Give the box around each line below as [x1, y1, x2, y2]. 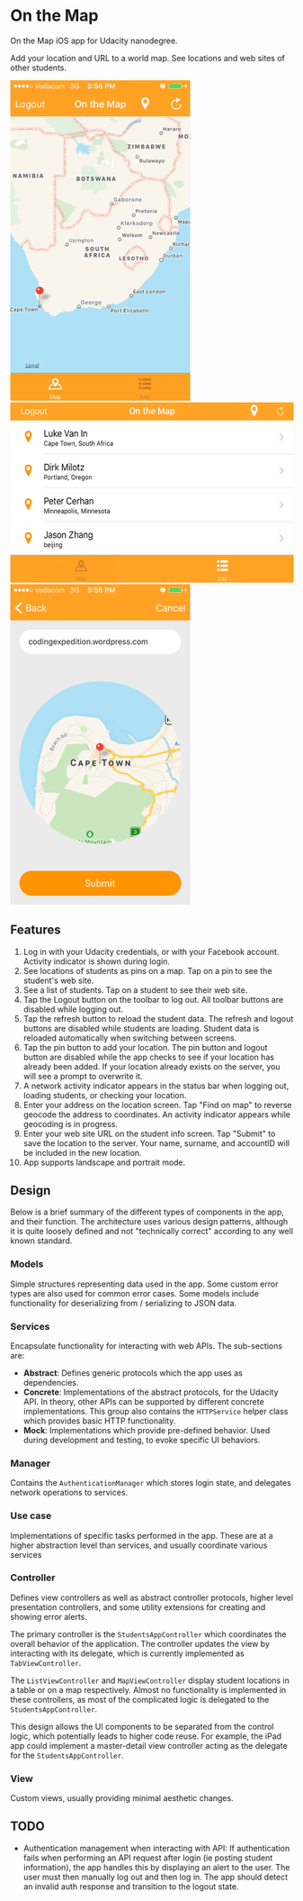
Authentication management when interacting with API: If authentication [22, 1842, 290, 1853]
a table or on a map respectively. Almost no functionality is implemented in [10, 1684, 287, 1695]
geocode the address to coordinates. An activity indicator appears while [22, 1109, 291, 1120]
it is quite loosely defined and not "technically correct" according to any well [10, 1226, 294, 1237]
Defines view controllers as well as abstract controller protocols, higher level [10, 1592, 294, 1603]
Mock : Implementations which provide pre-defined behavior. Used [22, 1424, 271, 1435]
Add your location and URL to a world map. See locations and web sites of [10, 52, 286, 63]
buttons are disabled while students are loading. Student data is [22, 1023, 260, 1033]
